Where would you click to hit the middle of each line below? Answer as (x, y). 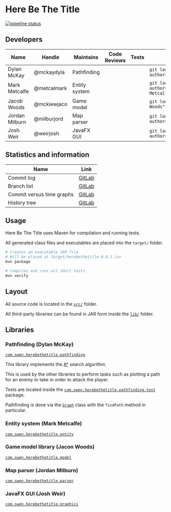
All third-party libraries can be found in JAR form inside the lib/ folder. (80, 314)
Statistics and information (47, 155)
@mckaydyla (49, 72)
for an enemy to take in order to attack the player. (57, 380)
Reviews (115, 60)
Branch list (21, 186)
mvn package (18, 262)
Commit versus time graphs (41, 194)
